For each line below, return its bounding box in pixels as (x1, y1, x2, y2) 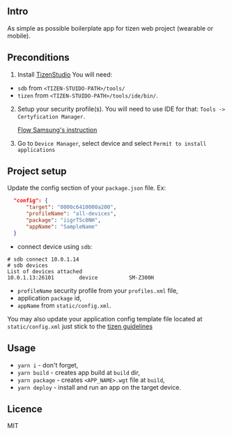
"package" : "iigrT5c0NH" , (25, 217, 101, 224)
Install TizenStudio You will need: (17, 70, 113, 79)
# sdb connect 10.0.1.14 (7, 256, 79, 263)
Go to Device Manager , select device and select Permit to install (17, 139, 207, 147)
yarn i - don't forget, (17, 360, 79, 369)
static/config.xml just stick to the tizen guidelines (7, 322, 153, 330)
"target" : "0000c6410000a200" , (25, 204, 117, 211)
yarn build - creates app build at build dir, (17, 368, 141, 376)
